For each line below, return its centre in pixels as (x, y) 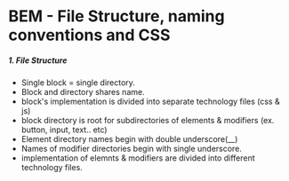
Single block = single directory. (78, 83)
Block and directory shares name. (83, 92)
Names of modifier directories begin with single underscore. (131, 149)
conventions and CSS (89, 35)
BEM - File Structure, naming (116, 16)
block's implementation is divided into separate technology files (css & (151, 102)
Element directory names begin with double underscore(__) (129, 139)
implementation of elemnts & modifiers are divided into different (138, 158)
